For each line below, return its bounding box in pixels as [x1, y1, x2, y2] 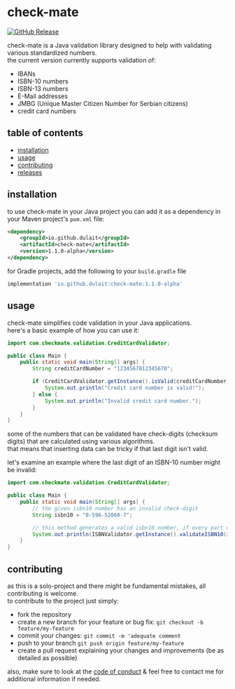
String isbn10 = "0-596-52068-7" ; [32, 511, 133, 519]
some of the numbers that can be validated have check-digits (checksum [7, 429, 218, 439]
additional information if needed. [7, 674, 101, 683]
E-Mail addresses [17, 92, 69, 100]
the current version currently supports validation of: [7, 55, 156, 64]
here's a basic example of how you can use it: [7, 326, 140, 334]
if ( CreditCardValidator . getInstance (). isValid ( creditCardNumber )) [32, 378, 233, 385]
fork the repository [17, 610, 72, 618]
